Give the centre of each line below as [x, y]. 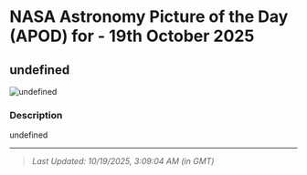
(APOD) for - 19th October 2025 [132, 36]
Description [36, 115]
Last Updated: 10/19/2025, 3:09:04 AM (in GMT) [123, 161]
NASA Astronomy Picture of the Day [149, 17]
